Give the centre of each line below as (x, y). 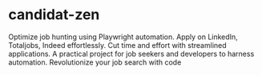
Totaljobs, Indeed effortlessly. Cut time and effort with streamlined (117, 45)
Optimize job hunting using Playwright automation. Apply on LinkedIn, (123, 37)
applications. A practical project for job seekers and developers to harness (131, 53)
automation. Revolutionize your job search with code (95, 62)
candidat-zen (54, 15)
